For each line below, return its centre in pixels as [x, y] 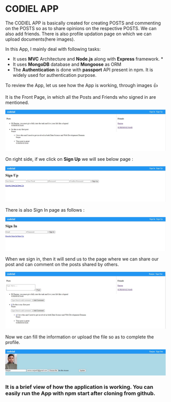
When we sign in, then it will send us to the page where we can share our [82, 259]
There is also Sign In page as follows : [45, 210]
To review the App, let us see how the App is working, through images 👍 [82, 85]
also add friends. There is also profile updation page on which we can [78, 34]
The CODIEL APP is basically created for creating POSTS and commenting [83, 23]
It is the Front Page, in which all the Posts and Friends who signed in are [81, 97]
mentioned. [17, 102]
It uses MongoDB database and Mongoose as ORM [67, 64]
